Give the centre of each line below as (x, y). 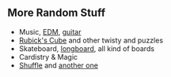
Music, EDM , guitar (50, 31)
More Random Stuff (57, 13)
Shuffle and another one (58, 65)
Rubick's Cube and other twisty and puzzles (91, 40)
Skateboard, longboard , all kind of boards (87, 48)
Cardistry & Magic (48, 57)
